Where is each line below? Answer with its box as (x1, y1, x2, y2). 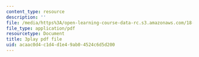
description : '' (6, 14, 46, 20)
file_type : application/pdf (6, 25, 76, 31)
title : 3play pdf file (6, 36, 62, 42)
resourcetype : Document (6, 31, 65, 37)
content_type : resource (6, 8, 65, 15)
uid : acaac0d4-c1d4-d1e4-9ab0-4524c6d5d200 (6, 42, 115, 48)
